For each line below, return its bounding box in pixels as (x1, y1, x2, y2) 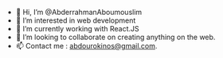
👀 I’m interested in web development (15, 16, 136, 25)
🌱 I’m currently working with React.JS (15, 24, 139, 33)
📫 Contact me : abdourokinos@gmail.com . (15, 42, 158, 50)
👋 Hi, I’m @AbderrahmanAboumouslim (15, 8, 143, 16)
